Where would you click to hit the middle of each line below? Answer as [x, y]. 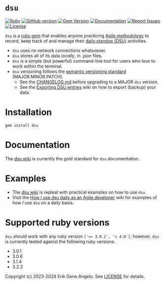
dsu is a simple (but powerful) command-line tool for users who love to [84, 61]
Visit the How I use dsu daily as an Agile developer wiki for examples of [85, 197]
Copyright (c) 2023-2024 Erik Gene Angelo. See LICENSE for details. [75, 276]
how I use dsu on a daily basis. [43, 203]
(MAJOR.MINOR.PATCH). [38, 76]
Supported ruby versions [57, 222]
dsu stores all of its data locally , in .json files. [57, 56]
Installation [29, 112]
